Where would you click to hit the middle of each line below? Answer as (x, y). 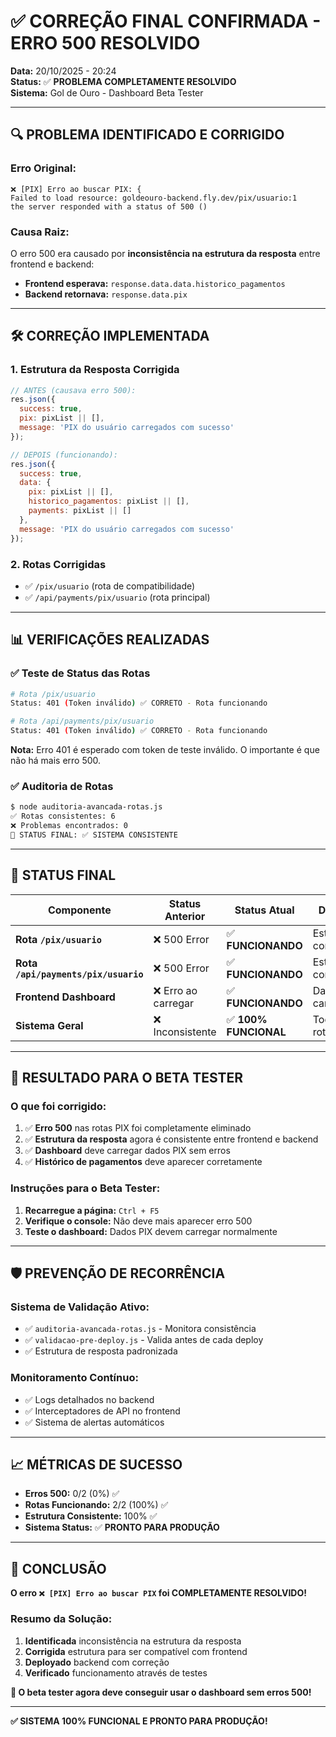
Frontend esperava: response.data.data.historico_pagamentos (155, 283)
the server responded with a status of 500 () (109, 206)
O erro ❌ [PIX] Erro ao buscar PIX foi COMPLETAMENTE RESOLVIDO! (158, 1593)
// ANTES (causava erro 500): (73, 390)
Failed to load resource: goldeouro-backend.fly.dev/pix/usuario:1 (154, 198)
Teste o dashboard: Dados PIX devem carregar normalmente (151, 1231)
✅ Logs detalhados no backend (89, 1399)
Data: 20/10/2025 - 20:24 (63, 71)
